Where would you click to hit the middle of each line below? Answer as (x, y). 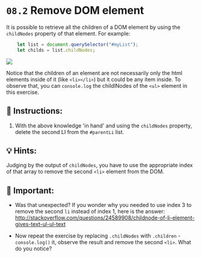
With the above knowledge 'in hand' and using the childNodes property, (104, 125)
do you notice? (33, 249)
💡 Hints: (22, 151)
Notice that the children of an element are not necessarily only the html (94, 73)
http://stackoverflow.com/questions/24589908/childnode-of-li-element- (105, 218)
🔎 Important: (30, 190)
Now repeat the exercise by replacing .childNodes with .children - (98, 236)
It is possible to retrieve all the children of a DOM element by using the (93, 27)
